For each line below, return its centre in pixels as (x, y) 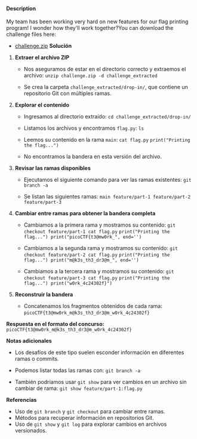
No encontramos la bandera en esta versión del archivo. (93, 157)
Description (21, 8)
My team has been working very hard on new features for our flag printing (97, 22)
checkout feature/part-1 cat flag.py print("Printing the (97, 232)
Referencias (21, 400)
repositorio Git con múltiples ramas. (67, 93)
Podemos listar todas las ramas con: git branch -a (78, 370)
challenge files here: (31, 34)
